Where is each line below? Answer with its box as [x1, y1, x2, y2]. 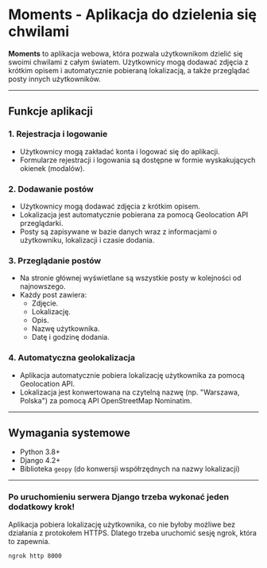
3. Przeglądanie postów [8, 255, 102, 266]
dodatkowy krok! [8, 501, 75, 512]
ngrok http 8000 [8, 551, 62, 560]
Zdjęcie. [31, 298, 59, 308]
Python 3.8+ [19, 447, 61, 457]
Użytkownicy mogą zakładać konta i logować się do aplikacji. [19, 146, 220, 156]
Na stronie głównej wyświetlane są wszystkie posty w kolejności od [19, 273, 242, 283]
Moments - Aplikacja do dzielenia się [8, 6, 257, 24]
